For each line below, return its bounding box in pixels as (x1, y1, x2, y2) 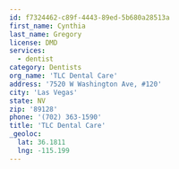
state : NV (9, 96, 47, 106)
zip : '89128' (9, 105, 58, 114)
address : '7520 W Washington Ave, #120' (9, 80, 163, 89)
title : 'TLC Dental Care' (9, 122, 106, 131)
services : (9, 46, 47, 55)
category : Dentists (9, 63, 82, 72)
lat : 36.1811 (17, 138, 66, 147)
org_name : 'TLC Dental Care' (9, 72, 118, 80)
